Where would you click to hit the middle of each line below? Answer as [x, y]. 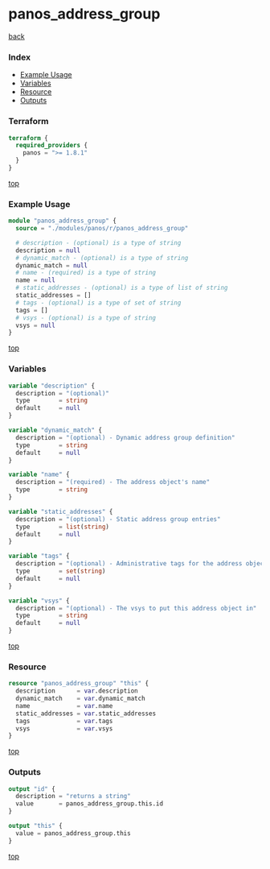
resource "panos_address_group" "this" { [79, 684]
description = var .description [77, 691]
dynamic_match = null [52, 265]
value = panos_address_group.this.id [89, 804]
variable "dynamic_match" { [55, 430]
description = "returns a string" [73, 797]
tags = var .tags [64, 721]
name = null [36, 280]
